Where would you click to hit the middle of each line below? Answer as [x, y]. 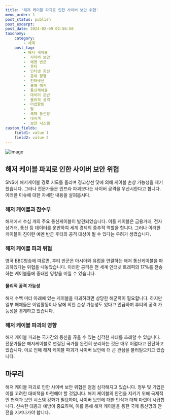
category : [25, 39]
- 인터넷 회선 [37, 72]
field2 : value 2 [32, 138]
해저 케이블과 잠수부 [28, 209]
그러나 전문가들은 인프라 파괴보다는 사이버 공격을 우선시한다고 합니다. [93, 189]
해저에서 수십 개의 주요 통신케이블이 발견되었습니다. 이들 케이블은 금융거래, [79, 221]
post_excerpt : [20, 24]
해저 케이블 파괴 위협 [29, 248]
